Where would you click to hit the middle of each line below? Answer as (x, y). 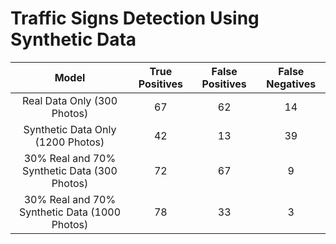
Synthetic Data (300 (70, 170)
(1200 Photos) (69, 142)
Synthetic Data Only (70, 129)
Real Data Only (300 (69, 100)
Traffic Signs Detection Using (135, 18)
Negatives (291, 84)
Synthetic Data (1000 (70, 212)
